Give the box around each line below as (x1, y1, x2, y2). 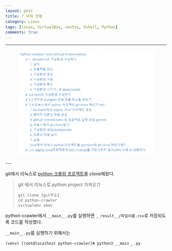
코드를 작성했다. (10, 219, 42, 225)
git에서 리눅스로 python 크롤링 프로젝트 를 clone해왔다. (5, 170, 115, 176)
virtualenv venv (17, 202, 53, 208)
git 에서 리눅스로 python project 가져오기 (17, 181, 101, 188)
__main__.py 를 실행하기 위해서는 (5, 230, 71, 236)
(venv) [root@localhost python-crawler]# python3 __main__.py (5, 241, 141, 246)
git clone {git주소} (17, 192, 60, 198)
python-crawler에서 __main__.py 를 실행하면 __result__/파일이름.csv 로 (5, 212, 148, 218)
